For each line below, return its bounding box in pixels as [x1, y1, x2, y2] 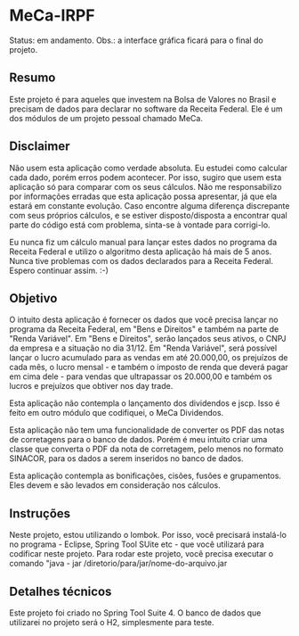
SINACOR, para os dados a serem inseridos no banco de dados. [9, 453, 244, 464]
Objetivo [9, 291, 58, 306]
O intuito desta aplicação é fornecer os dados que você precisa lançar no [9, 314, 279, 326]
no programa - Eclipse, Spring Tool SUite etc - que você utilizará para [9, 539, 264, 549]
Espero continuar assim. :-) [9, 265, 109, 276]
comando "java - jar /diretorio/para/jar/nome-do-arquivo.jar [9, 558, 228, 569]
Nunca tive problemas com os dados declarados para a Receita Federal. [9, 255, 274, 266]
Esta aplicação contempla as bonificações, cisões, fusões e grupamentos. [9, 470, 282, 482]
